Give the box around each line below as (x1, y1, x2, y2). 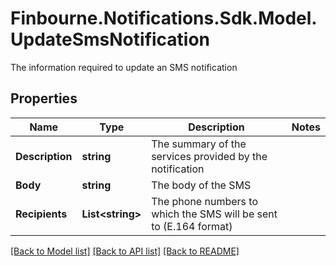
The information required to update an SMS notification (10, 61, 238, 73)
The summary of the (151, 137, 247, 151)
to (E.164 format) (151, 219, 233, 233)
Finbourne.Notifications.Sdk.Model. (10, 7, 318, 30)
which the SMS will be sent (151, 207, 278, 221)
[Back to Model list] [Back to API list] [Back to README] (10, 245, 240, 257)
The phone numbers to (151, 194, 258, 208)
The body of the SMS (151, 178, 252, 192)
